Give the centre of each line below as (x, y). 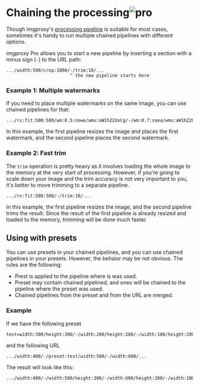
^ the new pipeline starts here (110, 75)
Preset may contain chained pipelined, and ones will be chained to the (100, 283)
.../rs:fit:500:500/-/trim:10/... (49, 196)
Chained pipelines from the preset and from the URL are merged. (94, 295)
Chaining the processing (68, 13)
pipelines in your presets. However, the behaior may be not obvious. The (95, 258)
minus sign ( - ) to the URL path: (44, 59)
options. (16, 41)
